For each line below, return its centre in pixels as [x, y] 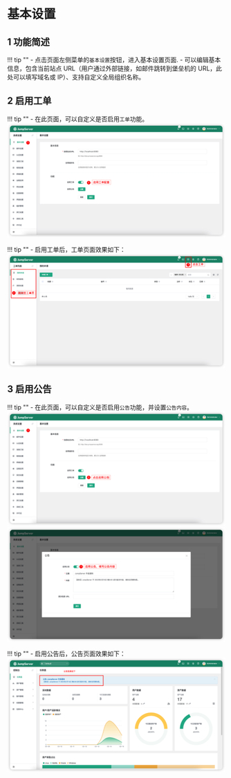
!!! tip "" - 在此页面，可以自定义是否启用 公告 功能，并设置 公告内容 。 [100, 407]
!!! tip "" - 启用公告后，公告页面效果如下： [66, 654]
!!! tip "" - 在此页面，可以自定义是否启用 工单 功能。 [78, 119]
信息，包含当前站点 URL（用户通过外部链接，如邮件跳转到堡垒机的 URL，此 [115, 68]
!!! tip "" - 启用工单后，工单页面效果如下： [66, 249]
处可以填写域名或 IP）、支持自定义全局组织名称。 [76, 77]
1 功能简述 [29, 42]
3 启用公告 [29, 389]
